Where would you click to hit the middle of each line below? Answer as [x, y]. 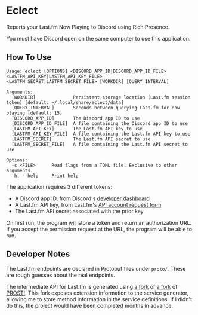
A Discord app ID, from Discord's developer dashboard [82, 198]
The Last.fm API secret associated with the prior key [79, 211]
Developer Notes [38, 254]
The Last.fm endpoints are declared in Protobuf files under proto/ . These [96, 268]
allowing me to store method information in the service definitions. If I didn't [99, 299]
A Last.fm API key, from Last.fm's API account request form [88, 204]
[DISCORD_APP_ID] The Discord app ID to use [76, 118]
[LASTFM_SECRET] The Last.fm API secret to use [81, 139]
